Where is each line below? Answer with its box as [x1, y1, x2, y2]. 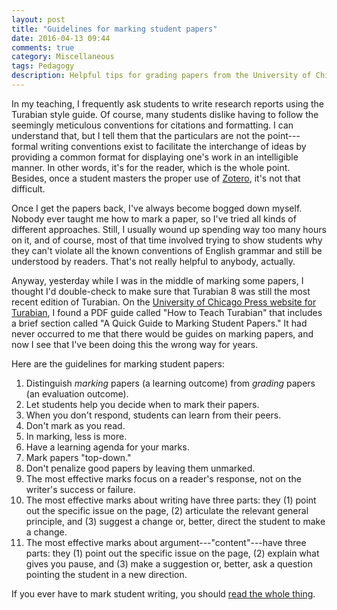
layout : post [11, 14, 66, 25]
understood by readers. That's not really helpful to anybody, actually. [11, 255, 296, 267]
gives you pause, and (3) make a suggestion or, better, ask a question [25, 557, 313, 570]
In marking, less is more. [25, 430, 128, 442]
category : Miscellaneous [11, 52, 115, 62]
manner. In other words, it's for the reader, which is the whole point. [11, 161, 291, 173]
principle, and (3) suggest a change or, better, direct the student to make [25, 515, 326, 527]
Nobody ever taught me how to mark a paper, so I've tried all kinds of [11, 212, 297, 225]
